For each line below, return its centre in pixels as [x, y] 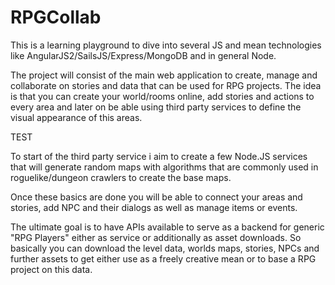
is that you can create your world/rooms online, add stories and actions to [162, 96]
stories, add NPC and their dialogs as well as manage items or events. [154, 207]
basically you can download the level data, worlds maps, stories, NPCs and [165, 248]
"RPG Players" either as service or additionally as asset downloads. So [156, 237]
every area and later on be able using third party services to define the [156, 107]
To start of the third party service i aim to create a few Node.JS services [159, 156]
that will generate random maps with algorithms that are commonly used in [164, 167]
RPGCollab [56, 17]
